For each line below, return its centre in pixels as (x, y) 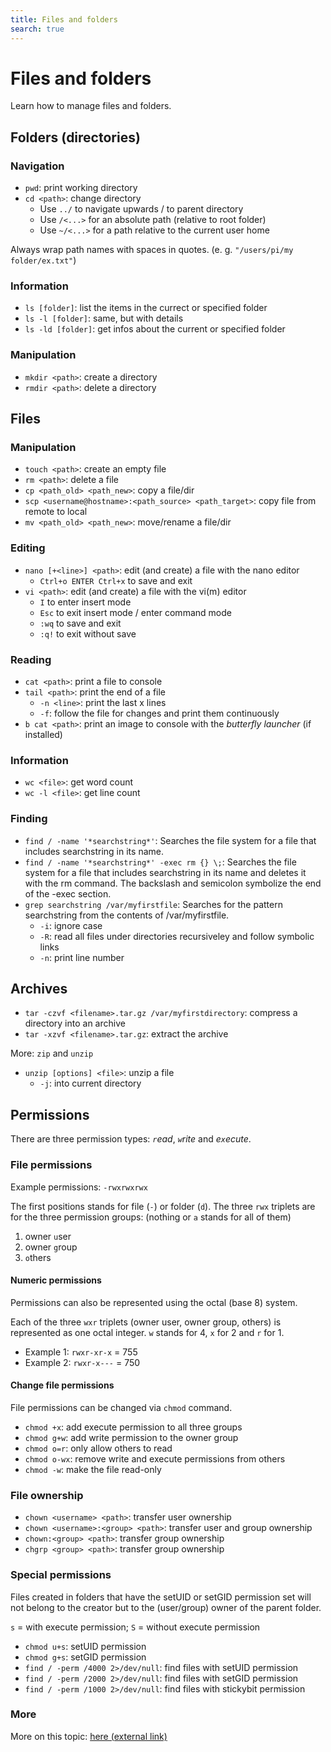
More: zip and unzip (52, 1053)
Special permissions (61, 1575)
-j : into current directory (90, 1083)
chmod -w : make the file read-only (93, 1469)
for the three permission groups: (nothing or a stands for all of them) (151, 1217)
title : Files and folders (64, 19)
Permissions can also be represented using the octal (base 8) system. (154, 1302)
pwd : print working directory (81, 188)
